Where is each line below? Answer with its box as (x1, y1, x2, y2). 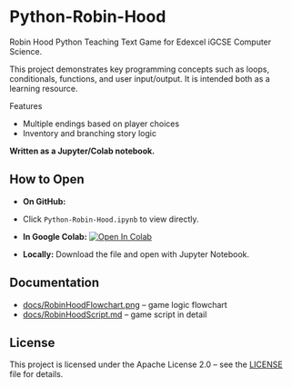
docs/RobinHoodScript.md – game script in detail (22, 309, 207, 320)
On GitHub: (22, 195, 66, 206)
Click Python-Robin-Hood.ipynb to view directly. (22, 213, 199, 224)
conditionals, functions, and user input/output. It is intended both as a (9, 73, 270, 84)
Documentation (9, 275, 100, 291)
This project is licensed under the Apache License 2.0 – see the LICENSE (9, 359, 284, 370)
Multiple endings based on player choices (22, 118, 180, 129)
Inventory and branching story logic (22, 127, 157, 138)
